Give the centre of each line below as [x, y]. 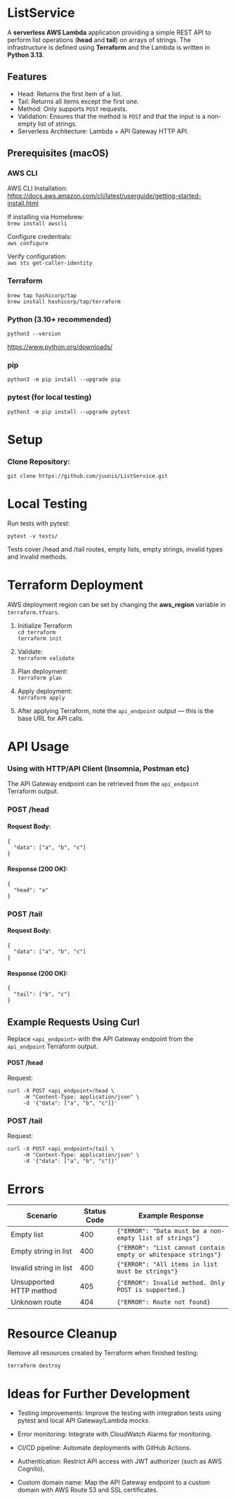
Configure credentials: [40, 237]
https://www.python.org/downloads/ [60, 347]
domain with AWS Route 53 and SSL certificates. [88, 1490]
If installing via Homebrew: [46, 217]
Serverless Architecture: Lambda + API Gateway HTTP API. [103, 131]
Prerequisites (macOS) [58, 154]
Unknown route [36, 1303]
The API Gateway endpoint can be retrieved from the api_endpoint [103, 784]
